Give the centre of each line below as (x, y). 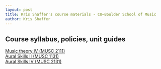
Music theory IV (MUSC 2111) (35, 51)
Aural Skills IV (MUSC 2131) (33, 62)
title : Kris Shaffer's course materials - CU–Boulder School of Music (81, 14)
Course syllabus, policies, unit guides (65, 39)
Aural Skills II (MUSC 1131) (32, 56)
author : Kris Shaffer (28, 19)
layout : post (19, 10)
